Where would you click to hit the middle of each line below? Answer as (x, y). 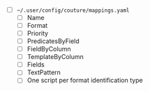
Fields (36, 65)
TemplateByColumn (55, 57)
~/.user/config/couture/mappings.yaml (73, 10)
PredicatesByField (53, 41)
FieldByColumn (49, 49)
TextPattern (44, 72)
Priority (38, 33)
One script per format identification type (85, 81)
